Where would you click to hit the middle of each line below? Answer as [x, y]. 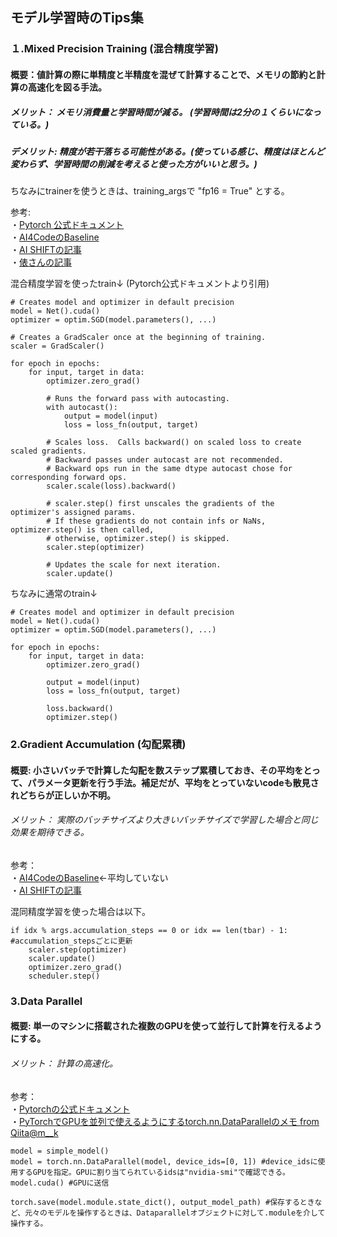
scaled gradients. [48, 451]
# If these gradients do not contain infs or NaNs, [156, 521]
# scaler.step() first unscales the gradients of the [160, 504]
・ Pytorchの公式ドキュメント [70, 1109]
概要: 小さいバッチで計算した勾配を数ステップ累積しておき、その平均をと [161, 770]
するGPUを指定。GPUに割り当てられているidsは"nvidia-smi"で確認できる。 [154, 1172]
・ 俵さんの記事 [41, 262]
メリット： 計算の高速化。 [64, 1064]
